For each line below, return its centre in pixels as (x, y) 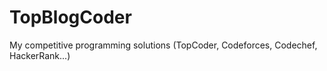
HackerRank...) (40, 55)
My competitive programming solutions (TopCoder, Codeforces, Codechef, (163, 45)
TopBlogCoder (70, 17)
